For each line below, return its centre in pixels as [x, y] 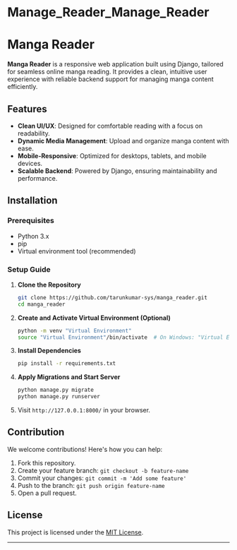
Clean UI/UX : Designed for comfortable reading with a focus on [110, 126]
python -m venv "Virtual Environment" [74, 330]
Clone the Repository [49, 285]
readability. [34, 133]
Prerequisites [31, 221]
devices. [30, 163]
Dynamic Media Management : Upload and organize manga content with [123, 141]
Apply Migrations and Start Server [69, 377]
